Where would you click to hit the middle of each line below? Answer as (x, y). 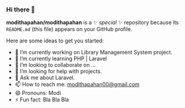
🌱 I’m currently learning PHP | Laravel (61, 58)
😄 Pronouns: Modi (38, 93)
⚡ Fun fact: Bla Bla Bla (42, 100)
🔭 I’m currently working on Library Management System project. (94, 53)
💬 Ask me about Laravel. (45, 78)
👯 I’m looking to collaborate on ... (55, 65)
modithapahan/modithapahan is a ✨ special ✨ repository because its (92, 23)
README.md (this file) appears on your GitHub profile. (69, 29)
